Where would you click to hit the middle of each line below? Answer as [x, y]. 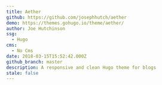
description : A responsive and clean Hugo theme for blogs [81, 67]
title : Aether [24, 12]
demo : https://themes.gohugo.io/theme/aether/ [65, 23]
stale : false [22, 73]
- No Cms [22, 51]
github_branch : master [34, 62]
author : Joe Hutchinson [36, 28]
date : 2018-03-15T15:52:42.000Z [46, 56]
